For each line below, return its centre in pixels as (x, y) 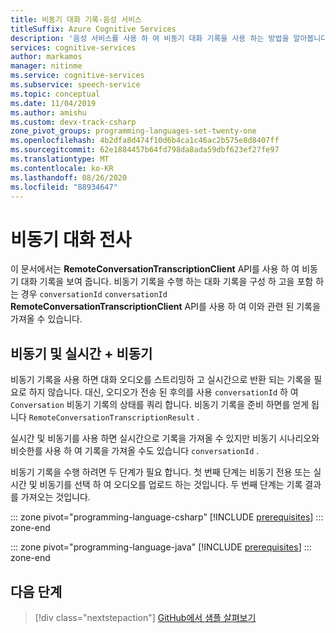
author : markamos (46, 57)
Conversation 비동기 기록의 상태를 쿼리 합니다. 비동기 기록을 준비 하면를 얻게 (160, 405)
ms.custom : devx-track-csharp (73, 122)
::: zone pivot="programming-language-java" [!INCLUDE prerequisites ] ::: (161, 547)
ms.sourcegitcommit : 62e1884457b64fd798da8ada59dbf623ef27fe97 (145, 150)
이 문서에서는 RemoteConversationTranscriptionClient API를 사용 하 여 (155, 269)
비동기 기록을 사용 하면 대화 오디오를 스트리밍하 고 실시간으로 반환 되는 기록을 (161, 380)
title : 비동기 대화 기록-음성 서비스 (76, 19)
